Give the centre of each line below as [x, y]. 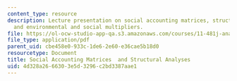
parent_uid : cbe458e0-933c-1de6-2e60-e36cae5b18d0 [83, 46]
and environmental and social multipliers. [78, 27]
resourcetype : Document [42, 54]
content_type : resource [42, 14]
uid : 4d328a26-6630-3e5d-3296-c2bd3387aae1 [72, 66]
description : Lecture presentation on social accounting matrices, [109, 20]
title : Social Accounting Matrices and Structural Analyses [99, 60]
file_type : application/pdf [49, 40]
